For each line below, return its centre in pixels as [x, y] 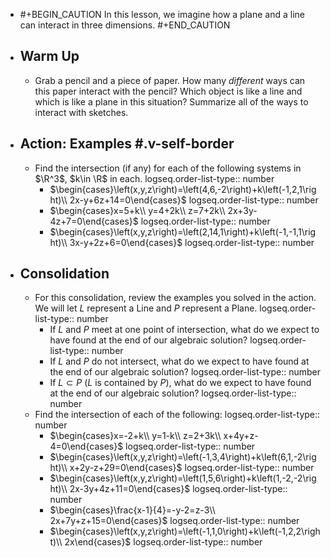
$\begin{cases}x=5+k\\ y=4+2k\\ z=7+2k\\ [137, 210]
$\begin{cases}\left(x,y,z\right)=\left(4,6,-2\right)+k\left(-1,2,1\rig [183, 189]
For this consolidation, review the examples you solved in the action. [175, 298]
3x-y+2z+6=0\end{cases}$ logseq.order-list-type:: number [192, 242]
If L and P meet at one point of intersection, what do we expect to [184, 330]
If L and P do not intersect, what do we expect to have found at [179, 361]
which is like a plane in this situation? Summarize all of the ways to [171, 101]
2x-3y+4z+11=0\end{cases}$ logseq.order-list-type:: [178, 489]
